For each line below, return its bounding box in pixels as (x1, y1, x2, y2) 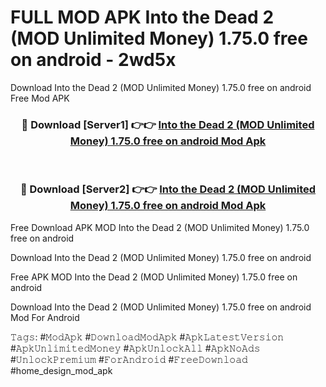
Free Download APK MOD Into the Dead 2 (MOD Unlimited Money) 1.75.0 (10, 221, 310, 233)
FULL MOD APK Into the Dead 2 (10, 6, 275, 29)
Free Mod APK (10, 92, 70, 104)
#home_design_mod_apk (10, 364, 113, 376)
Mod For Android (10, 311, 80, 323)
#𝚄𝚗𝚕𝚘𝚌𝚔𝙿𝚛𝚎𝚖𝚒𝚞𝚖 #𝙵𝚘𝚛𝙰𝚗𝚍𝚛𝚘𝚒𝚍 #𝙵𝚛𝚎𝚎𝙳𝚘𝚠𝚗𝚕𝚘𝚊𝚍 (10, 353, 248, 365)
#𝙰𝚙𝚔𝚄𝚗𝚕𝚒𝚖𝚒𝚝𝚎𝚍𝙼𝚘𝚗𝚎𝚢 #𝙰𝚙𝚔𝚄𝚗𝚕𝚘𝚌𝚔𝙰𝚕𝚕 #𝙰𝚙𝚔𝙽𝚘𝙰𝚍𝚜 (10, 342, 261, 354)
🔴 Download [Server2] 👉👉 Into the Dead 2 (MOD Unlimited (19, 182, 317, 196)
